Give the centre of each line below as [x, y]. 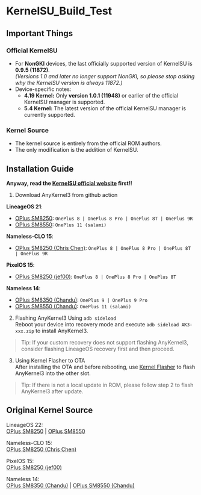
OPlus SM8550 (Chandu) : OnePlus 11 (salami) [73, 306]
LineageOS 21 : [25, 207]
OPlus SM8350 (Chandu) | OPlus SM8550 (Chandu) [70, 485]
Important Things [40, 33]
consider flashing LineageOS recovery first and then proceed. [97, 349]
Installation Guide [40, 169]
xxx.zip [24, 331]
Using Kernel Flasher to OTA [50, 360]
